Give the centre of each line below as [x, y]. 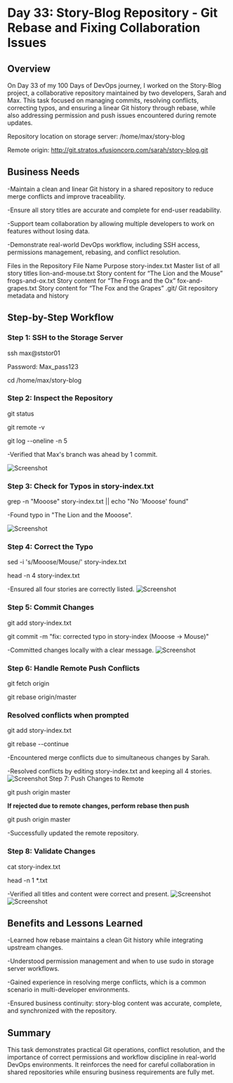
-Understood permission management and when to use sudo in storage [111, 961]
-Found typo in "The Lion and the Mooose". [70, 515]
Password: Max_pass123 [43, 366]
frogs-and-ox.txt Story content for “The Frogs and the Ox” [92, 280]
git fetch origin [28, 683]
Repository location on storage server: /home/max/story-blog [96, 136]
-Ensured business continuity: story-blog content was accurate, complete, [115, 1003]
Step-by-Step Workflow [61, 318]
